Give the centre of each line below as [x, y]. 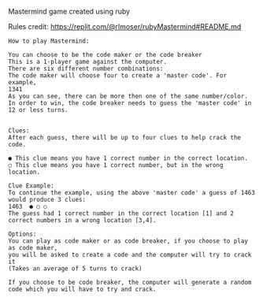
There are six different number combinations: [86, 69]
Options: [22, 234]
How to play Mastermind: [49, 41]
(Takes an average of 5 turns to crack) [76, 269]
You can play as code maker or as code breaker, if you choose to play [128, 241]
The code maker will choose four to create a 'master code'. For [117, 76]
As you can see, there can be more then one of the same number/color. [128, 96]
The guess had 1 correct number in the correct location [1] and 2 [121, 214]
